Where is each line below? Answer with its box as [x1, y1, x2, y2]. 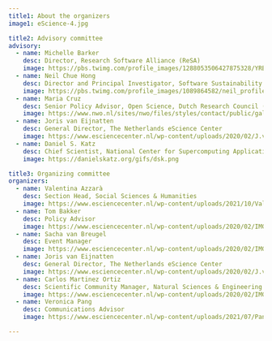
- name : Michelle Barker [15, 50, 100, 58]
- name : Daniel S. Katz [15, 140, 96, 148]
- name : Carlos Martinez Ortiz [15, 275, 121, 283]
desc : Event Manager [23, 237, 92, 246]
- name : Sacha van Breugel [15, 230, 107, 238]
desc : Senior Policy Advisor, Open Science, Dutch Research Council [23, 102, 259, 110]
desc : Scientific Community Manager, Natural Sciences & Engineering [23, 283, 263, 291]
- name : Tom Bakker [15, 207, 82, 215]
